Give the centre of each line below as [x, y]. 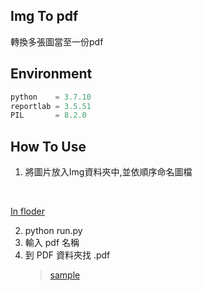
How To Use [48, 146]
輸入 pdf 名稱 [52, 243]
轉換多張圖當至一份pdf [57, 41]
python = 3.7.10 [51, 97]
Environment [51, 74]
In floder [27, 211]
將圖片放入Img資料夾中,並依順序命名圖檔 [108, 172]
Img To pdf [44, 16]
